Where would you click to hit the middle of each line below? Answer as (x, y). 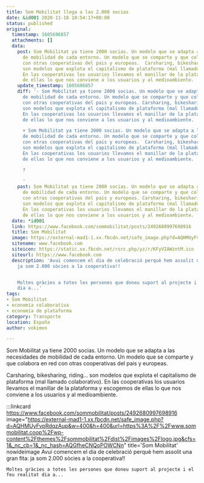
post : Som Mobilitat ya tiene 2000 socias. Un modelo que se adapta (106, 52)
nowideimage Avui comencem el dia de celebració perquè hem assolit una (99, 452)
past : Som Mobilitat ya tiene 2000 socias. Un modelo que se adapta (106, 187)
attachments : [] (32, 40)
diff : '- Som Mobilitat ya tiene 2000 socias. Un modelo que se (100, 91)
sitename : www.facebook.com (47, 244)
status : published (29, 23)
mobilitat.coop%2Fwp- (35, 432)
